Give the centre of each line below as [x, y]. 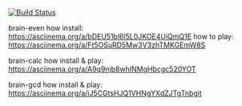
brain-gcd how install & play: [55, 85]
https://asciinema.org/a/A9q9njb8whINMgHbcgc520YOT [102, 69]
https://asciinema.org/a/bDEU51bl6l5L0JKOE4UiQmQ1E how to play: [121, 37]
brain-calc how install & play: [56, 61]
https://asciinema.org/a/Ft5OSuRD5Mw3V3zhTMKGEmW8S [107, 45]
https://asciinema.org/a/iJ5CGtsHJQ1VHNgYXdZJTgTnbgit [105, 93]
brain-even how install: [46, 28]
